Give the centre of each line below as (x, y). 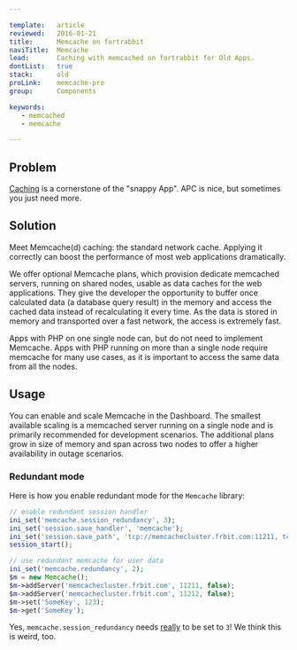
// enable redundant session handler (79, 512)
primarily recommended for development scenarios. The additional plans (141, 435)
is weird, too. (33, 637)
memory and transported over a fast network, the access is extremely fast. (145, 321)
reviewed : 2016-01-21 (53, 33)
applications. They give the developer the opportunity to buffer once (134, 293)
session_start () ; (41, 545)
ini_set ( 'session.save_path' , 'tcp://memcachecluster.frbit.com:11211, (144, 536)
